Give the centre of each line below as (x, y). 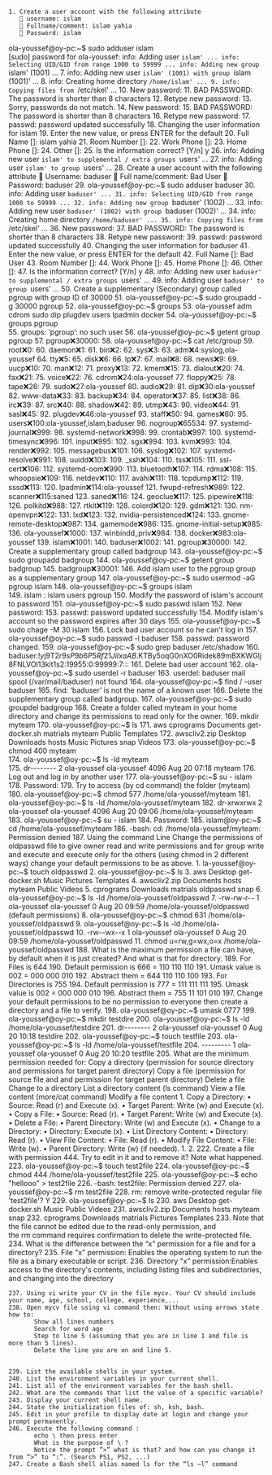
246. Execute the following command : (74, 1429)
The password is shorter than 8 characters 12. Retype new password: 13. (130, 98)
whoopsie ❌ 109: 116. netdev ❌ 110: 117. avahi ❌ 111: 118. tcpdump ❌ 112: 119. (126, 478)
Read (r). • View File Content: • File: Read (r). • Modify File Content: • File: (133, 1140)
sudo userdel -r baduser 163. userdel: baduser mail (160, 673)
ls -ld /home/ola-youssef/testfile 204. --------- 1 (155, 1045)
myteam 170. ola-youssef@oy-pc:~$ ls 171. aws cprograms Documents (127, 725)
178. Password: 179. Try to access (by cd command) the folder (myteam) (130, 785)
